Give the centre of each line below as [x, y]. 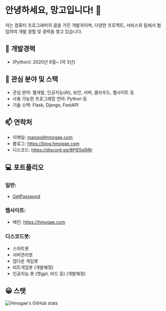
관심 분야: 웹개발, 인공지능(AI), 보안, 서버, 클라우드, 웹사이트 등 [73, 92]
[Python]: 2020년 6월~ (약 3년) [44, 62]
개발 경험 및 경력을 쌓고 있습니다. [50, 31]
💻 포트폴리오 [24, 167]
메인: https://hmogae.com [39, 222]
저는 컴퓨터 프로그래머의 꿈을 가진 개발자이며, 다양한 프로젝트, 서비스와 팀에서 [80, 25]
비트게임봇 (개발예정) [33, 267]
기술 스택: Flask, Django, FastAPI [45, 105]
